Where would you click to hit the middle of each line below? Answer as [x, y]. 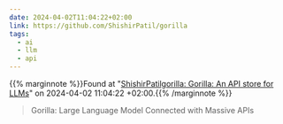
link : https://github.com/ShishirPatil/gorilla [99, 26]
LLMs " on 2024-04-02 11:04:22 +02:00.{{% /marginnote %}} [121, 93]
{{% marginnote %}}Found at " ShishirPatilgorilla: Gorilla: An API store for [141, 84]
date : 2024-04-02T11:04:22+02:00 [71, 17]
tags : [19, 34]
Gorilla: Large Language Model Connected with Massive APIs [142, 110]
